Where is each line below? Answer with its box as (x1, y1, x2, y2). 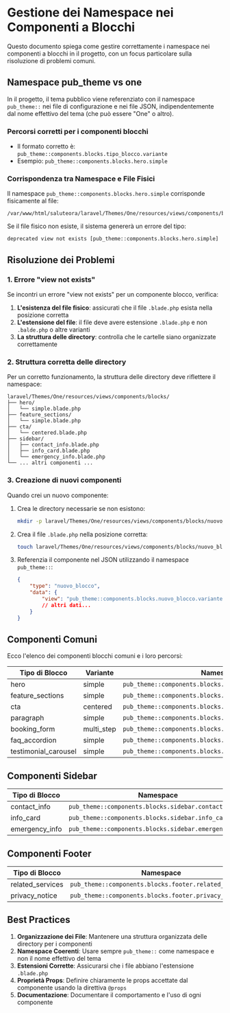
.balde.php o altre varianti (16, 326, 90, 334)
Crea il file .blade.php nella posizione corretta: (16, 530, 149, 538)
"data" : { (29, 589, 57, 596)
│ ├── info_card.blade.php (7, 448, 90, 455)
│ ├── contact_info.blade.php (7, 442, 99, 448)
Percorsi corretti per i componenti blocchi (7, 126, 149, 136)
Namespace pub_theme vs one (7, 77, 142, 89)
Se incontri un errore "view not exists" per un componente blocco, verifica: (7, 291, 219, 299)
